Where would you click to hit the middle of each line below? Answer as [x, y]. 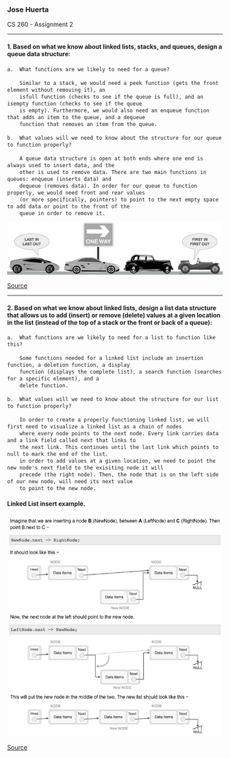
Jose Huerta [28, 10]
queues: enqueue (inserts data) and [59, 179]
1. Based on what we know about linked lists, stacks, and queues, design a [115, 47]
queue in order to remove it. [63, 213]
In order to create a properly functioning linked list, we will [115, 420]
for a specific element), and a [53, 379]
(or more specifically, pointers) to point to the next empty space [119, 199]
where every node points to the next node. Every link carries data [119, 434]
